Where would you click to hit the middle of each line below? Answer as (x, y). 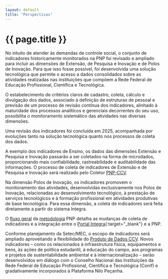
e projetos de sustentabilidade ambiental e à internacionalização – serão (80, 255)
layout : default (22, 10)
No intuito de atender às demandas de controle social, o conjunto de (76, 53)
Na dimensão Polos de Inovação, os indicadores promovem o (68, 182)
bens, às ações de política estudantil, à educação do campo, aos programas (84, 250)
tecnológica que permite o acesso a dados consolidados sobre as (73, 74)
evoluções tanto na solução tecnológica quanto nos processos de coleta (80, 136)
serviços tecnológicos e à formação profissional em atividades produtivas (81, 198)
